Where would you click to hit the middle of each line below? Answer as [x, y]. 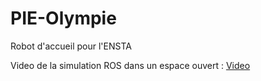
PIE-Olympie [63, 18]
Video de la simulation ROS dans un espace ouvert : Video [130, 65]
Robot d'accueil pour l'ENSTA [71, 46]
